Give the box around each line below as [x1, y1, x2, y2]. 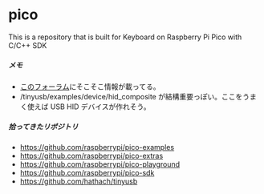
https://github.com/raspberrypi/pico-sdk [19, 168, 155, 177]
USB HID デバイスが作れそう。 [50, 102, 151, 111]
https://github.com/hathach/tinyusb [19, 176, 138, 186]
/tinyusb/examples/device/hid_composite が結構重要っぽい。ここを [19, 91, 243, 101]
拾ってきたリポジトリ [8, 122, 79, 131]
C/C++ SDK [8, 40, 47, 50]
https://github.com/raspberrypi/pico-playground [19, 159, 181, 169]
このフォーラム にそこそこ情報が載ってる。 [19, 82, 160, 91]
